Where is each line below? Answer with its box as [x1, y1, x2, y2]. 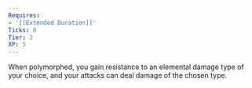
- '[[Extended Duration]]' [8, 19, 97, 27]
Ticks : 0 [8, 26, 37, 34]
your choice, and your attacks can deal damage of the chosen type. [8, 71, 228, 80]
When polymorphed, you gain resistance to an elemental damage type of [8, 62, 245, 71]
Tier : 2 [8, 33, 34, 42]
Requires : [8, 11, 41, 20]
